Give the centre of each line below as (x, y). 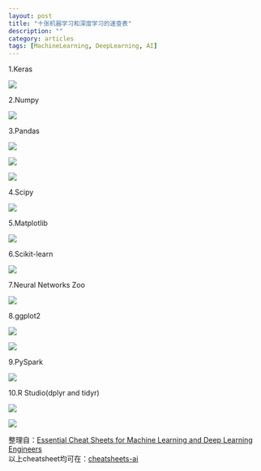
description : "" (36, 31)
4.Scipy (21, 192)
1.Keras (21, 69)
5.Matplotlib (28, 223)
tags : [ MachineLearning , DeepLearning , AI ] (83, 46)
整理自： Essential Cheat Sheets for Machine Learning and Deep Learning (130, 440)
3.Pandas (24, 131)
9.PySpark (26, 362)
